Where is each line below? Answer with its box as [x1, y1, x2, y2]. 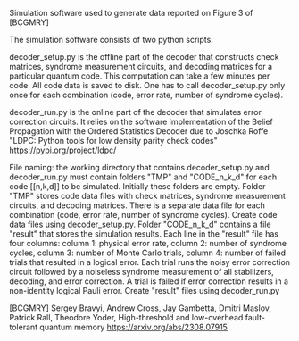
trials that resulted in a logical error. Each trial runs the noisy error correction [9, 257, 291, 267]
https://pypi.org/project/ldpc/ [9, 145, 117, 155]
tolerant [9, 321, 38, 332]
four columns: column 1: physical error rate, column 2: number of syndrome [9, 238, 287, 248]
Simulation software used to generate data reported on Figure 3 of [9, 8, 253, 18]
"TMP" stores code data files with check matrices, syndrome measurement [9, 191, 286, 201]
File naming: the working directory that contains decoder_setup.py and [9, 162, 270, 172]
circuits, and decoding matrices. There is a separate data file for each [9, 200, 266, 211]
